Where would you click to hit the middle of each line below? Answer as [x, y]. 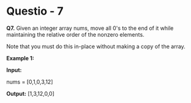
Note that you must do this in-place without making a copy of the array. [96, 46]
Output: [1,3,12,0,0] [31, 93]
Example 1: [20, 58]
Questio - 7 [35, 11]
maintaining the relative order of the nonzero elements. [75, 34]
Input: [14, 70]
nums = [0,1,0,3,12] [30, 82]
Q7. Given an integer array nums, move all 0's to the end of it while [90, 28]
